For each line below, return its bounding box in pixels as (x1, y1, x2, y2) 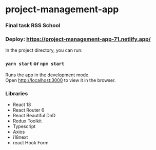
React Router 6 (12, 107, 45, 113)
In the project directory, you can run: (5, 47, 83, 53)
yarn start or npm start (5, 60, 65, 67)
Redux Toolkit (12, 118, 42, 124)
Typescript (12, 123, 36, 129)
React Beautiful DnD (12, 113, 56, 118)
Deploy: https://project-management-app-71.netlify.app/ (5, 36, 151, 43)
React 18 (12, 101, 31, 108)
